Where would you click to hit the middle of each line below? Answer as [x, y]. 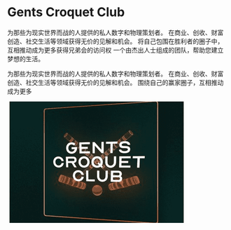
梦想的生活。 [26, 59]
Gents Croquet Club [66, 12]
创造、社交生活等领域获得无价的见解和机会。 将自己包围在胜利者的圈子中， [115, 41]
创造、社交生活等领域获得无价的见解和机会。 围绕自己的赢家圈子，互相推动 [115, 82]
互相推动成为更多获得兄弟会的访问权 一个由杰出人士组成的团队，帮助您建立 [115, 50]
